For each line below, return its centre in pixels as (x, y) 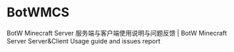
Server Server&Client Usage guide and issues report (84, 41)
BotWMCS (38, 12)
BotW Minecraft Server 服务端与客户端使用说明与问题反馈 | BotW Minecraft (117, 33)
